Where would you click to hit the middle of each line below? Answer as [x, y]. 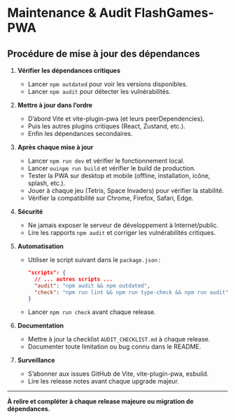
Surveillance [36, 360]
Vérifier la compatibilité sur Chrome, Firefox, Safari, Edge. [111, 198]
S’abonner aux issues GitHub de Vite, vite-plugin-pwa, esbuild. [118, 374]
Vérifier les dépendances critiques [69, 70]
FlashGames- [174, 13]
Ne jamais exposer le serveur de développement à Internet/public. [123, 225]
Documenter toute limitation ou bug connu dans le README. [114, 347]
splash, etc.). [47, 183]
